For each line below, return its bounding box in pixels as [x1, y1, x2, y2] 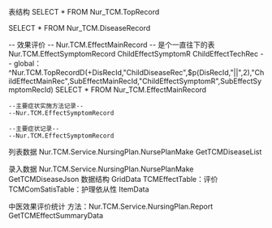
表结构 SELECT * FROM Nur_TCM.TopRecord [8, 7, 160, 16]
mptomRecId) [8, 85, 54, 95]
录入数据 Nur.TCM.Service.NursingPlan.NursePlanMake [8, 164, 194, 174]
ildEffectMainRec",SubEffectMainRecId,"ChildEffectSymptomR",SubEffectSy [8, 76, 262, 86]
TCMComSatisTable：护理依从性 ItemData [8, 184, 149, 194]
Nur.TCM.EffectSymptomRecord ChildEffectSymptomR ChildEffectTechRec [8, 49, 259, 58]
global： [13, 59, 42, 68]
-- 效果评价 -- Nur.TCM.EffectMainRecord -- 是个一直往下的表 [8, 40, 215, 49]
